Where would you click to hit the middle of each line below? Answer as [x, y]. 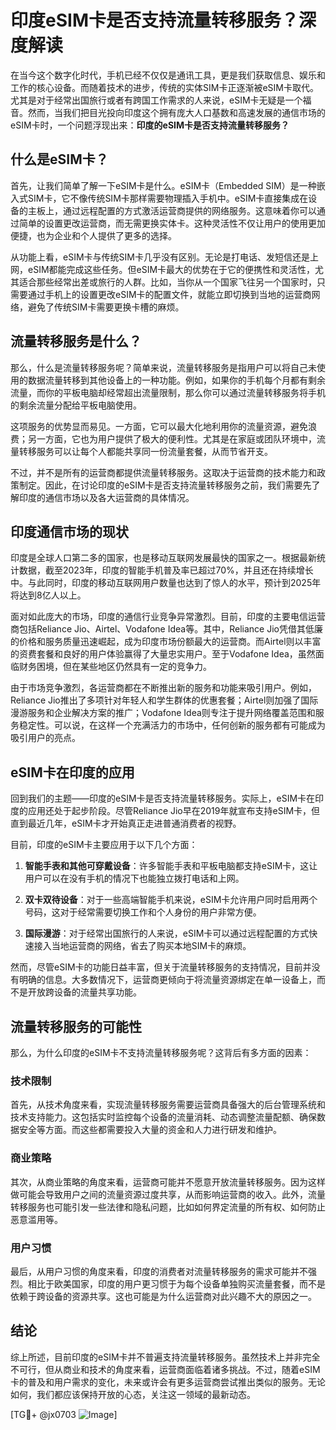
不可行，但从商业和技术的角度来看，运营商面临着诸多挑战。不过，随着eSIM [165, 1369]
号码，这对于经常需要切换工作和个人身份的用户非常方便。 [143, 912]
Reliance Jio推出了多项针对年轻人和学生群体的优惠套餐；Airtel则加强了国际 [164, 700]
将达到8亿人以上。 [48, 595]
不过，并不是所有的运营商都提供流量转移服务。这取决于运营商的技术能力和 [163, 472]
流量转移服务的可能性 [76, 1026]
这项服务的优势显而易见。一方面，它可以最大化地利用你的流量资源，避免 [159, 426]
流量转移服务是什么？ [76, 341]
